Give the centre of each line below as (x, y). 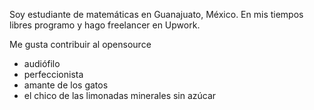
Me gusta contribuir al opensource (80, 44)
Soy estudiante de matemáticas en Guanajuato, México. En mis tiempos (156, 14)
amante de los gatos (66, 85)
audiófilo (42, 63)
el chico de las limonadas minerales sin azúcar (120, 95)
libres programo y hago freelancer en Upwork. (105, 25)
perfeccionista (53, 74)
